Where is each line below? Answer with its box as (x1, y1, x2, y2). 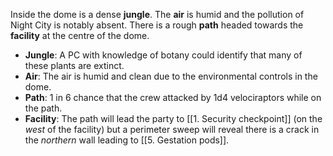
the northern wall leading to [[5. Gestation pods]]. (24, 134, 230, 146)
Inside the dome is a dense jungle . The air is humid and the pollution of (10, 9, 305, 20)
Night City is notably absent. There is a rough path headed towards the (10, 19, 304, 31)
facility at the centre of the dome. (10, 30, 150, 41)
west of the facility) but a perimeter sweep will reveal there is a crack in (24, 124, 320, 135)
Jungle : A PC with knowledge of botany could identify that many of (24, 49, 303, 61)
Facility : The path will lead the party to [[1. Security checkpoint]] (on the (24, 113, 323, 124)
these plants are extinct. (24, 60, 125, 71)
